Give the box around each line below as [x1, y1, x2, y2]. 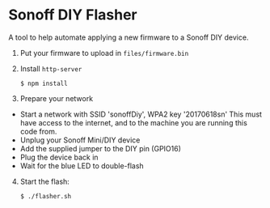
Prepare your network [19, 93, 94, 103]
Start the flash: [19, 176, 70, 186]
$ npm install [19, 79, 68, 87]
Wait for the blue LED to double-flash [19, 160, 144, 171]
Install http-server [19, 63, 82, 74]
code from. [19, 126, 57, 136]
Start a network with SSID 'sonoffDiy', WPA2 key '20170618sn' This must [19, 109, 263, 119]
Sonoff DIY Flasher [8, 6, 137, 24]
